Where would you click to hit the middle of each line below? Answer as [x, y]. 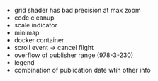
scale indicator [36, 25]
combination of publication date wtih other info [82, 70]
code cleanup [34, 18]
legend [24, 62]
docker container [39, 40]
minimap [27, 32]
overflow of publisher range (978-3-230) [74, 55]
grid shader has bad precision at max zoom [77, 10]
